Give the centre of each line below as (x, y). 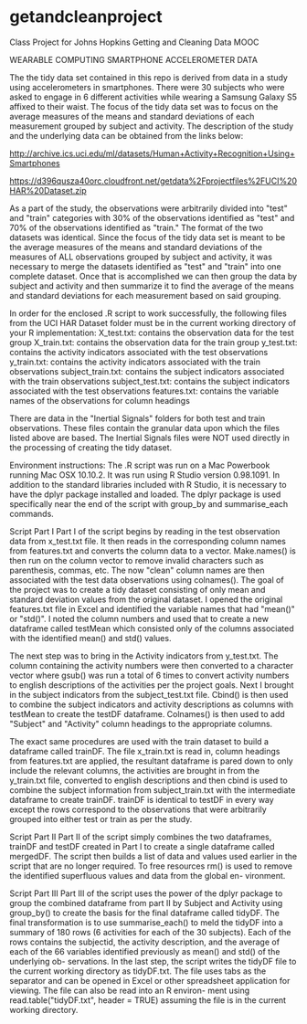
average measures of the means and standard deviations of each (132, 116)
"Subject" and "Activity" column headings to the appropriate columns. (141, 723)
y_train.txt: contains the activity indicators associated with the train (135, 362)
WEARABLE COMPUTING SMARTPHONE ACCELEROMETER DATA (134, 59)
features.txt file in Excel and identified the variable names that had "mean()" (152, 608)
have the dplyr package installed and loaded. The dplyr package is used (145, 494)
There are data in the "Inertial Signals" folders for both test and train (138, 418)
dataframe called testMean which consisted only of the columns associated (152, 628)
